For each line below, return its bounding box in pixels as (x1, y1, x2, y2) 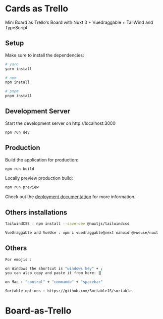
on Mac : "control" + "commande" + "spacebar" (5, 279, 103, 285)
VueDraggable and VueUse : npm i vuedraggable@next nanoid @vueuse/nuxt (5, 230, 159, 235)
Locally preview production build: (5, 175, 73, 181)
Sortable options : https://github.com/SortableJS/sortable (5, 288, 132, 294)
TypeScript (5, 24, 28, 30)
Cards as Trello (5, 3, 68, 14)
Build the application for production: (5, 157, 78, 162)
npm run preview (5, 185, 39, 190)
